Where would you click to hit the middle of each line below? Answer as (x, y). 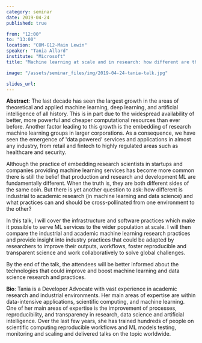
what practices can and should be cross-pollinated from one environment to (100, 202)
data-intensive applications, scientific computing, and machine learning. (96, 302)
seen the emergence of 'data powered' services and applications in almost (99, 139)
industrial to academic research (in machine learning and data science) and (100, 196)
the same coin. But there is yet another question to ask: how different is (95, 190)
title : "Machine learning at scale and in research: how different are (98, 62)
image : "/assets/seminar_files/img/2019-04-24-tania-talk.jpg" (87, 73)
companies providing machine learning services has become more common (100, 170)
